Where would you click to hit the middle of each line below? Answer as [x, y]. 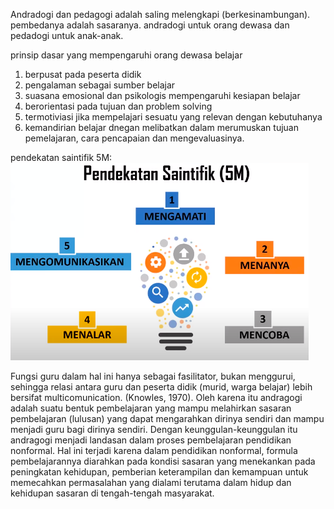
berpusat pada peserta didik [83, 74]
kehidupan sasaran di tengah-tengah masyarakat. [112, 493]
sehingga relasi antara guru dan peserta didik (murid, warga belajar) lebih [161, 387]
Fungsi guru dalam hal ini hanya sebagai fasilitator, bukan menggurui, [153, 376]
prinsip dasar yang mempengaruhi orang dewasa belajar [126, 55]
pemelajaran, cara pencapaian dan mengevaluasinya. [134, 138]
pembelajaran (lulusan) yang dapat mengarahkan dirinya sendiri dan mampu [167, 418]
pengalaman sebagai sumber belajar [100, 85]
